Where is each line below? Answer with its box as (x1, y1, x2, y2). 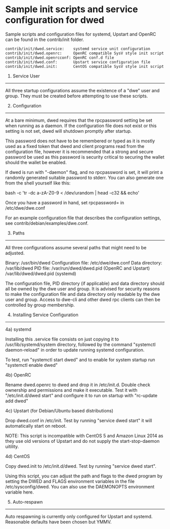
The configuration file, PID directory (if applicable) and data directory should (5, 280, 164, 286)
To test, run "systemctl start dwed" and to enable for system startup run (5, 356, 155, 363)
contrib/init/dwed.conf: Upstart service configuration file (5, 59, 151, 64)
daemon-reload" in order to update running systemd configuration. (5, 347, 145, 353)
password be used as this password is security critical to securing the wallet (5, 154, 164, 160)
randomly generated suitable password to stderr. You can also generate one (5, 174, 164, 180)
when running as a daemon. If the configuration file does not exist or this (5, 123, 157, 129)
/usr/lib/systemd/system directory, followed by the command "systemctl (5, 341, 156, 348)
